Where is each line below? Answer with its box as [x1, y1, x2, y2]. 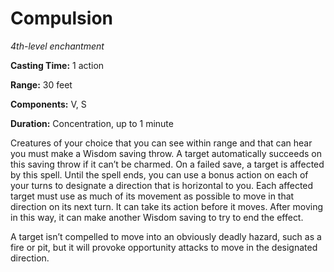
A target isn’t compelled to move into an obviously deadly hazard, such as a [10, 230, 322, 242]
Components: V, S [10, 98, 87, 110]
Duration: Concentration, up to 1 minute [10, 117, 174, 129]
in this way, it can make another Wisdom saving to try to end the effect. [10, 211, 304, 223]
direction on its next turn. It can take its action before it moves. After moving [10, 200, 324, 212]
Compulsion [10, 7, 113, 30]
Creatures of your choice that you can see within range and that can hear [10, 137, 313, 149]
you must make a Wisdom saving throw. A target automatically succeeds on [10, 147, 323, 159]
